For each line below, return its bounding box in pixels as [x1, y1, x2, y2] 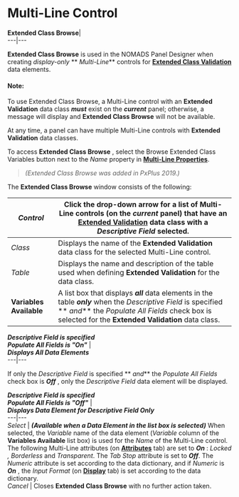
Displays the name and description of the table [58, 258, 214, 268]
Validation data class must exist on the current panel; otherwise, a [7, 105, 204, 113]
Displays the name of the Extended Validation [58, 239, 213, 248]
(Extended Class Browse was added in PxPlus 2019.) [24, 169, 180, 177]
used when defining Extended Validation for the [58, 268, 221, 278]
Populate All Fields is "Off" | [7, 399, 92, 407]
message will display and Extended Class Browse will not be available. [7, 113, 216, 121]
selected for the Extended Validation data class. [58, 315, 221, 325]
